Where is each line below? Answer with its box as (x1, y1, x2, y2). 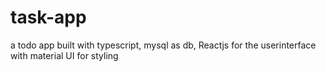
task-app (10, 6, 87, 29)
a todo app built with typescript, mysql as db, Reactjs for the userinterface (10, 39, 317, 51)
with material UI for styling (10, 49, 119, 61)
